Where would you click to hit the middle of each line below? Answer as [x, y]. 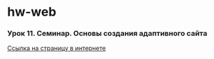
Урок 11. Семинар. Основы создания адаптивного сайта [107, 34]
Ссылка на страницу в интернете [56, 48]
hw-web [32, 12]
